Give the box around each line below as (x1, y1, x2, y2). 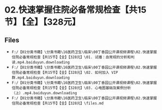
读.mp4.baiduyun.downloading (11, 60, 70, 65)
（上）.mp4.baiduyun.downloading (11, 91, 77, 96)
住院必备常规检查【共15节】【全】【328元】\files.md (11, 101, 104, 106)
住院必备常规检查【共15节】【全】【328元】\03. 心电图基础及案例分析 (11, 85, 131, 90)
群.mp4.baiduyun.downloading (11, 75, 70, 80)
